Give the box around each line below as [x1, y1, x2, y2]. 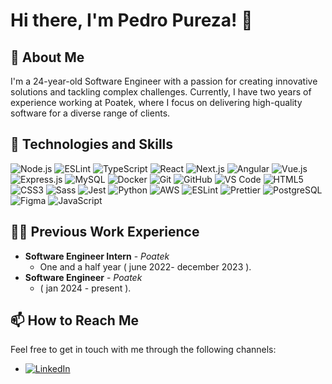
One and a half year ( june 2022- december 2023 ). [39, 260, 252, 273]
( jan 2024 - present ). [39, 282, 132, 294]
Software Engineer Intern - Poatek [24, 250, 170, 262]
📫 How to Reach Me [10, 312, 139, 329]
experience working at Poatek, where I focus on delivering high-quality [10, 97, 303, 108]
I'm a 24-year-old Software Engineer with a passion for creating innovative [10, 75, 318, 87]
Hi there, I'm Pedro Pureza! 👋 [10, 9, 253, 32]
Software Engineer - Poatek [24, 271, 143, 283]
